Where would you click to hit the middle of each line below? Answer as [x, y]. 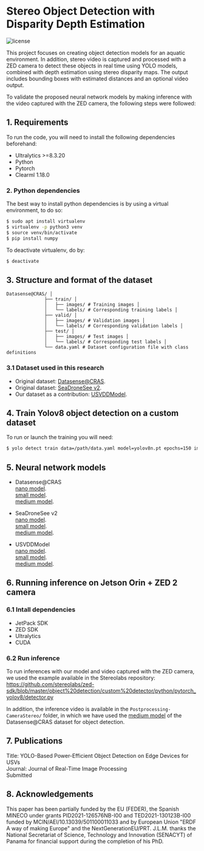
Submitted [19, 775]
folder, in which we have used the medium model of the [113, 715]
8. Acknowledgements [50, 794]
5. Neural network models [56, 467]
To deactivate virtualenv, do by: [46, 250]
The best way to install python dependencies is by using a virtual [87, 204]
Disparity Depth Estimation [76, 24]
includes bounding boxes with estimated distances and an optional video [97, 78]
